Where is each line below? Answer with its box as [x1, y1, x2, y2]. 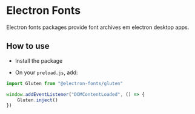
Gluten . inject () [17, 97, 59, 103]
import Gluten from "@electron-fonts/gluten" [6, 80, 123, 86]
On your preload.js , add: [15, 69, 78, 76]
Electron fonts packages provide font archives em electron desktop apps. [6, 24, 190, 31]
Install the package [15, 57, 63, 64]
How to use [6, 41, 50, 51]
